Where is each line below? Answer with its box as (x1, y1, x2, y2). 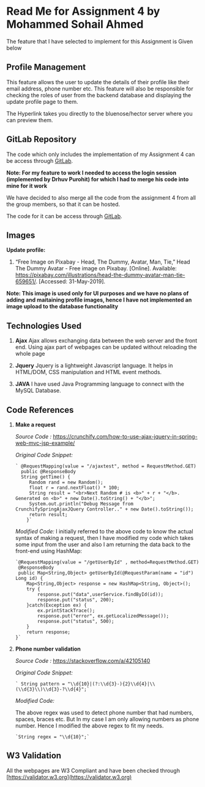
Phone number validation (15, 645, 81, 652)
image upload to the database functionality (6, 303, 118, 310)
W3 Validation (6, 751, 62, 761)
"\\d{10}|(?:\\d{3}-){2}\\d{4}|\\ (67, 681, 155, 687)
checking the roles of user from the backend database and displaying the (6, 91, 192, 99)
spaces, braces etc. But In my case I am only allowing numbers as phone (15, 716, 199, 722)
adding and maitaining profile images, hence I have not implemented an (6, 296, 192, 303)
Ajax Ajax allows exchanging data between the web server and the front (15, 337, 198, 345)
